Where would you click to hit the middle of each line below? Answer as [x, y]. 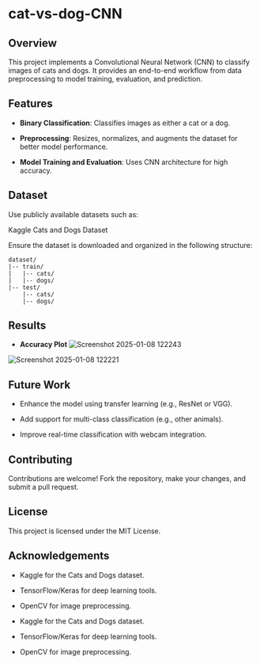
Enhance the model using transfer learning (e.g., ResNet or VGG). [126, 404]
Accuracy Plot [43, 345]
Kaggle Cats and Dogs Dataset [58, 230]
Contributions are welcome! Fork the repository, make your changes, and [127, 479]
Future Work [40, 385]
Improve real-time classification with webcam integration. [113, 435]
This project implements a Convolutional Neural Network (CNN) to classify [129, 62]
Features [30, 104]
